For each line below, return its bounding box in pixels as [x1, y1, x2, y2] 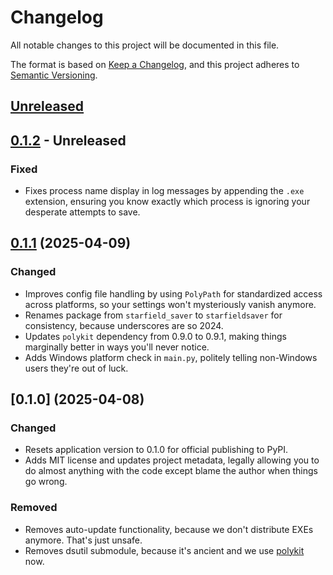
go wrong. [24, 476, 68, 488]
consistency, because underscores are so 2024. [24, 319, 224, 331]
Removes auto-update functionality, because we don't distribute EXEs [24, 523, 314, 535]
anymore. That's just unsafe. [24, 534, 143, 546]
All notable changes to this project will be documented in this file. [10, 39, 280, 51]
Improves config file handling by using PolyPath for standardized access [24, 287, 323, 300]
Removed [10, 501, 58, 515]
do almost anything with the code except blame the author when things [24, 465, 319, 477]
